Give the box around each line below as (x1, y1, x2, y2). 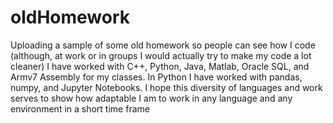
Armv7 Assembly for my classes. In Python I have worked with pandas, (10, 71, 303, 83)
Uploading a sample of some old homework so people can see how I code (10, 39, 316, 51)
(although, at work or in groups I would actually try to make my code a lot (10, 49, 312, 61)
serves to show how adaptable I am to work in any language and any (10, 92, 293, 104)
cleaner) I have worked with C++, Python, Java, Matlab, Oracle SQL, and (10, 60, 310, 72)
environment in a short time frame (10, 102, 150, 115)
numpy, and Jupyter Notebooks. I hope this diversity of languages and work (10, 81, 323, 93)
